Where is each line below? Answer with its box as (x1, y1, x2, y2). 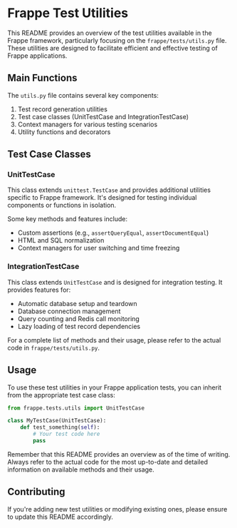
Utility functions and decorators (17, 127, 111, 136)
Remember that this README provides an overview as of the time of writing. (7, 450, 231, 458)
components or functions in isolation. (7, 201, 117, 210)
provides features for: (7, 285, 71, 294)
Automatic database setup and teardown (17, 299, 137, 308)
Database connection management (17, 307, 121, 315)
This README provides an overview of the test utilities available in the (7, 29, 212, 37)
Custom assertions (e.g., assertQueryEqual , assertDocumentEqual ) (17, 228, 209, 237)
